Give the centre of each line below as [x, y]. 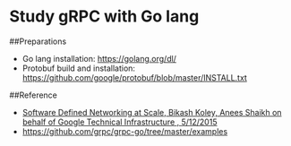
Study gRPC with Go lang [104, 17]
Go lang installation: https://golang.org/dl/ [99, 58]
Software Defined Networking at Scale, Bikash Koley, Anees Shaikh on [152, 112]
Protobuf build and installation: [79, 68]
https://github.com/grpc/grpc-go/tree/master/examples [125, 131]
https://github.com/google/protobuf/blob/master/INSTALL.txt [135, 77]
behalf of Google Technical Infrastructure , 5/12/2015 [120, 122]
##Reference [34, 95]
